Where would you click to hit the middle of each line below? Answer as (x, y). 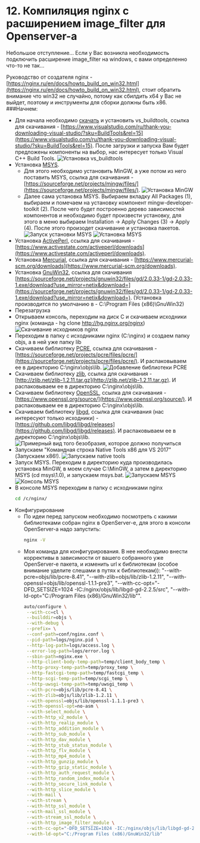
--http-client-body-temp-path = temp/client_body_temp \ (96, 662)
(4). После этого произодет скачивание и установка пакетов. (102, 228)
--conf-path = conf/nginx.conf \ (65, 634)
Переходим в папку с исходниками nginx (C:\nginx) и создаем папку (102, 336)
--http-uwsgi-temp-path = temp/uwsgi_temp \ (80, 684)
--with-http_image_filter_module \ (71, 823)
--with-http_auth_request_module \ (71, 773)
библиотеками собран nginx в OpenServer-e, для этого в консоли (107, 522)
